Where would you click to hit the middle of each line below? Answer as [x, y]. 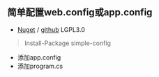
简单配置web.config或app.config [80, 12]
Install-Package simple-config [68, 43]
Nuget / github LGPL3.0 [51, 29]
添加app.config [39, 57]
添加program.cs [40, 66]
